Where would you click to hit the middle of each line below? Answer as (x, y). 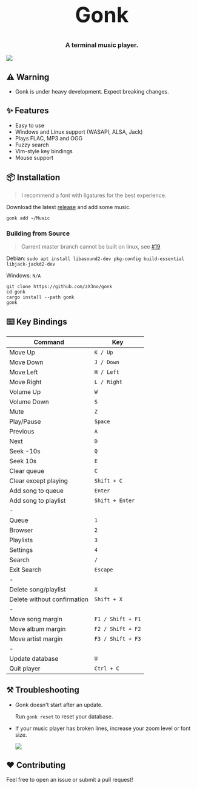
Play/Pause (25, 421)
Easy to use (29, 125)
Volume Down (29, 402)
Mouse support (34, 157)
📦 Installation (33, 178)
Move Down (26, 362)
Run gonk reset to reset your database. (64, 716)
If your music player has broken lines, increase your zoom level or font (103, 728)
